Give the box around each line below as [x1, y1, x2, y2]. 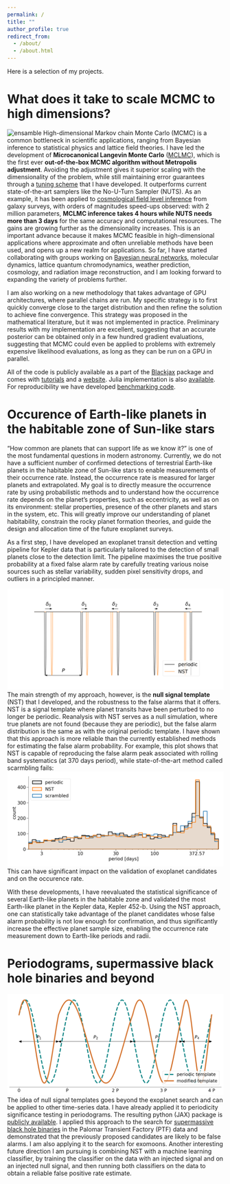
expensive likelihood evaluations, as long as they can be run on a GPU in [7, 347, 212, 355]
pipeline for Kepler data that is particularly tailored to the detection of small [7, 545, 219, 553]
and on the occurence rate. [7, 875, 84, 883]
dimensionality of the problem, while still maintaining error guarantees [7, 172, 205, 181]
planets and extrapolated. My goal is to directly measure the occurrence [7, 480, 211, 489]
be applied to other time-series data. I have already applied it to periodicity [7, 1103, 218, 1111]
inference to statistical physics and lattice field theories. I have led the [7, 143, 205, 152]
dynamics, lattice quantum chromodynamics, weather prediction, [7, 261, 191, 269]
